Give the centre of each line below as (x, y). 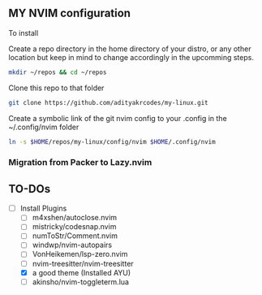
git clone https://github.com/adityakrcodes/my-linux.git (108, 102)
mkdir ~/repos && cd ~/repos (58, 72)
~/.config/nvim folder (44, 127)
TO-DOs (30, 189)
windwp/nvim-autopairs (72, 245)
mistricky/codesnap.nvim (74, 227)
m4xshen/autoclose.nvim (75, 218)
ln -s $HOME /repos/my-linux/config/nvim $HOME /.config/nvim (112, 141)
